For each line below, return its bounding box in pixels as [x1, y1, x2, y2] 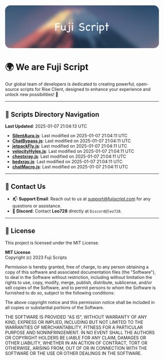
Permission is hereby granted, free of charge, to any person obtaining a [5, 264, 149, 270]
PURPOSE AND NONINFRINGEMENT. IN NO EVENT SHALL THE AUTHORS [5, 329, 155, 335]
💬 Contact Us [5, 183, 46, 191]
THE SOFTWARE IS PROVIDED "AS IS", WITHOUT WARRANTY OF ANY [5, 314, 147, 320]
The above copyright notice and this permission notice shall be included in [5, 299, 155, 305]
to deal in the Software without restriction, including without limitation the [5, 274, 152, 280]
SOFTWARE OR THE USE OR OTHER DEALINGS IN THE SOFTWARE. [5, 350, 142, 356]
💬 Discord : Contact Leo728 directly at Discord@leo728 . [12, 208, 122, 214]
